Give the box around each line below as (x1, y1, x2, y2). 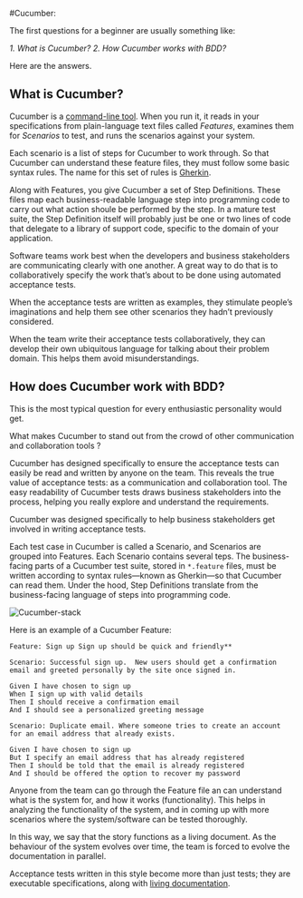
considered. (9, 316, 54, 327)
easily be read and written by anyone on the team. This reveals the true (9, 467, 275, 478)
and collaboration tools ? (9, 440, 101, 451)
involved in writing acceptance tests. (9, 523, 147, 534)
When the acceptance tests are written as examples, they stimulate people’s (9, 297, 293, 307)
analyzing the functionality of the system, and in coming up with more (9, 804, 270, 815)
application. (9, 232, 53, 243)
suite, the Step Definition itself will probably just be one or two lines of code (9, 213, 291, 224)
